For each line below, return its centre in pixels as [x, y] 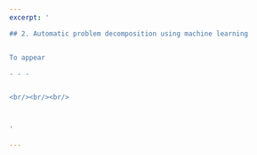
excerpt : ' [29, 17]
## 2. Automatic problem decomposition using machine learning [129, 33]
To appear [28, 57]
